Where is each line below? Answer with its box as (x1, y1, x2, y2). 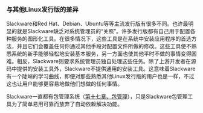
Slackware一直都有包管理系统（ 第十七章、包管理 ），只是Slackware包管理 (6, 93, 188, 100)
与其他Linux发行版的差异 (6, 5, 79, 13)
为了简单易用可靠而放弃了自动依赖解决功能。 (11, 100, 123, 108)
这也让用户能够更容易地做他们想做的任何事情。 (6, 80, 123, 88)
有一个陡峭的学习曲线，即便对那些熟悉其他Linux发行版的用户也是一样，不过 (6, 73, 195, 80)
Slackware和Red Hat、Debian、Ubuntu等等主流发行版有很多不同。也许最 (6, 20, 188, 28)
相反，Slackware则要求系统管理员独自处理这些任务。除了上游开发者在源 (16, 58, 196, 65)
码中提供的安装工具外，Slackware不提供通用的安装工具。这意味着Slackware (6, 65, 196, 73)
